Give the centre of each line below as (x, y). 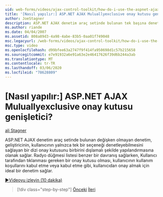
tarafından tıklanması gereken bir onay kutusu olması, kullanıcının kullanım (79, 160)
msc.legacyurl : (20, 41)
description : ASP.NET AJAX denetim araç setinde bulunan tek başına (76, 23)
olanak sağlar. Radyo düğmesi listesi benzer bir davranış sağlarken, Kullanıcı (81, 155)
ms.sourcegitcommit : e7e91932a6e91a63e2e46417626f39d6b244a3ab (70, 54)
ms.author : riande (24, 28)
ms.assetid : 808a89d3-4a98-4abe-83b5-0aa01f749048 (57, 37)
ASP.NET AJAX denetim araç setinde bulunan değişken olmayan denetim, (79, 140)
